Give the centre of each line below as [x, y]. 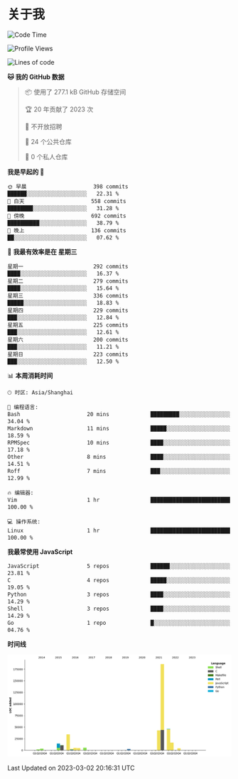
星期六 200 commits [68, 339]
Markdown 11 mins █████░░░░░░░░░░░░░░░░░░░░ [119, 428]
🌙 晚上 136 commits [67, 230]
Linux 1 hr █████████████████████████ [119, 530]
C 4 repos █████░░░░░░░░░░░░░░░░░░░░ [119, 580]
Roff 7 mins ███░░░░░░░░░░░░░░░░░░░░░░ [119, 471]
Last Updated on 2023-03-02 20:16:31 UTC [71, 768]
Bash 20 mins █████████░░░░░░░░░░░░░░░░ [119, 414]
